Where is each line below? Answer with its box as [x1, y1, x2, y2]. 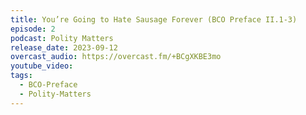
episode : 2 [10, 24, 56, 34]
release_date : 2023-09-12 [10, 42, 118, 53]
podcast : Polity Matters [10, 33, 114, 43]
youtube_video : [10, 61, 74, 71]
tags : [10, 71, 33, 81]
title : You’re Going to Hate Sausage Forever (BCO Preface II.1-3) [10, 14, 298, 25]
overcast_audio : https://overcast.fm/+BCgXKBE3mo [10, 52, 222, 62]
